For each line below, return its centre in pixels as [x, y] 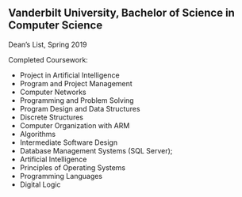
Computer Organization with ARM [75, 125]
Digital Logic [40, 184]
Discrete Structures [51, 117]
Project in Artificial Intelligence [70, 75]
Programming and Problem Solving [77, 100]
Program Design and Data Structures [80, 108]
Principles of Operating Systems [72, 167]
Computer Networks [53, 92]
